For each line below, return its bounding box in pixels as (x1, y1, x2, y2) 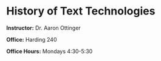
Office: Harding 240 (6, 36, 57, 43)
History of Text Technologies (6, 4, 156, 18)
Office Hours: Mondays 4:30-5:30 (6, 47, 93, 55)
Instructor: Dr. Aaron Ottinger (6, 24, 81, 31)
